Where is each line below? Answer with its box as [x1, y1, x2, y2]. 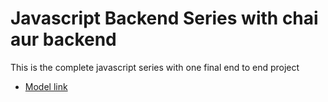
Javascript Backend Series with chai [10, 7, 319, 30]
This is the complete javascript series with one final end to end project [10, 61, 300, 73]
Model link [24, 80, 68, 92]
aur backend [10, 28, 117, 51]
